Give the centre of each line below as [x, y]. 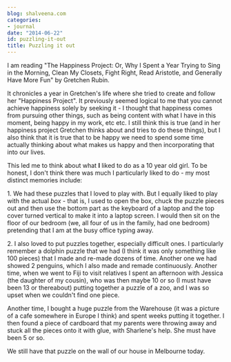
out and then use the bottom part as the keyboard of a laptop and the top [111, 208]
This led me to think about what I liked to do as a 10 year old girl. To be [108, 165]
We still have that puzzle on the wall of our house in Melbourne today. [106, 351]
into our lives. [27, 152]
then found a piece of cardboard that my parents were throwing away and [112, 323]
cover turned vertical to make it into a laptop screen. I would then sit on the [114, 216]
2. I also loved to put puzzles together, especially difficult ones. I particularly [115, 244]
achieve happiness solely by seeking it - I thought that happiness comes [110, 108]
